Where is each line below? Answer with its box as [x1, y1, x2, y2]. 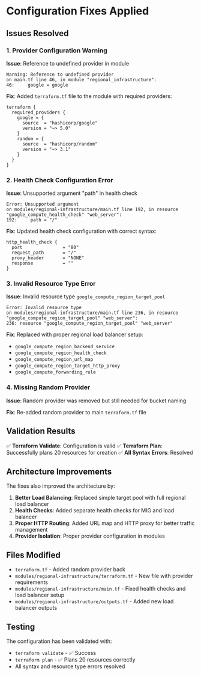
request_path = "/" [11, 250, 77, 256]
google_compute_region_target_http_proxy [14, 363, 120, 369]
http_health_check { [6, 239, 58, 245]
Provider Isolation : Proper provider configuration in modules [14, 532, 165, 539]
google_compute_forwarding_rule [14, 369, 96, 375]
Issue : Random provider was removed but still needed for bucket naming [6, 397, 187, 404]
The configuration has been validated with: [6, 638, 112, 645]
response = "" [11, 260, 74, 266]
